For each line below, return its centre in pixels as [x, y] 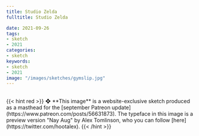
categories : [21, 50]
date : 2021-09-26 [28, 28]
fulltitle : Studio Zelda [37, 17]
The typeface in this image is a [155, 114]
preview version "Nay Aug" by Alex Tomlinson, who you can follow [88, 120]
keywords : [19, 61]
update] [121, 107]
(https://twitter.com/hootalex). [43, 126]
